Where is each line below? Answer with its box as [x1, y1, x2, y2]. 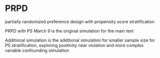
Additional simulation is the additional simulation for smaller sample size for [5, 37, 155, 43]
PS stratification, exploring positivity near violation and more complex [5, 42, 144, 48]
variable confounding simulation [5, 47, 69, 53]
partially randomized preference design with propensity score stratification [5, 19, 155, 24]
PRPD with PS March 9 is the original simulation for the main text [5, 28, 134, 34]
